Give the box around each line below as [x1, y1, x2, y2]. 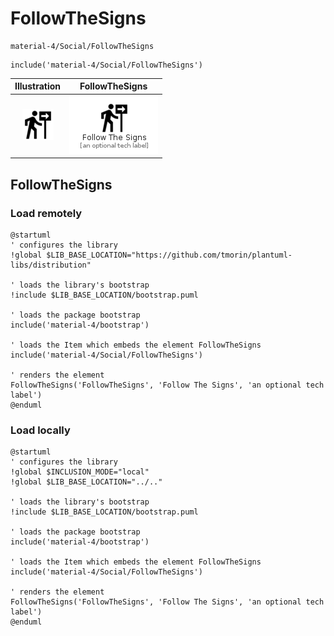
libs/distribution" [10, 260, 92, 270]
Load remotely [10, 206, 83, 220]
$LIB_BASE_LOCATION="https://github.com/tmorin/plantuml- [46, 250, 293, 260]
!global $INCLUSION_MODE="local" [10, 467, 150, 477]
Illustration [14, 80, 62, 92]
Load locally [10, 423, 71, 437]
